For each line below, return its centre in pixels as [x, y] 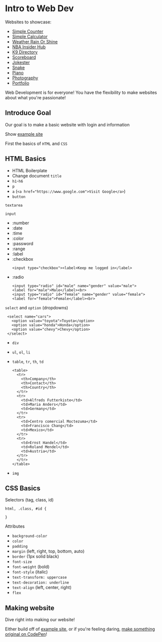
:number [20, 223]
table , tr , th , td [28, 361]
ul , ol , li [21, 352]
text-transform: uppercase [39, 578]
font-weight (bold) [31, 567]
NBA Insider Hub [29, 47]
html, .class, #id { [26, 509]
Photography [25, 78]
